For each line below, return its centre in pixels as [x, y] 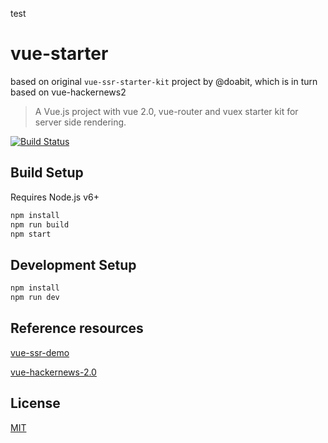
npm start [31, 234]
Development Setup [73, 264]
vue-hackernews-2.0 [53, 372]
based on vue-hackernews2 [68, 92]
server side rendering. [80, 122]
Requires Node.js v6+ [55, 197]
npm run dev [35, 298]
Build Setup [47, 173]
